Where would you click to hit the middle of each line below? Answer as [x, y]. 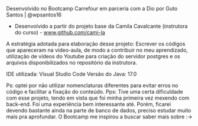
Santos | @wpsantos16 [34, 15]
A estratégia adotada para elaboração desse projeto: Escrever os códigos [96, 44]
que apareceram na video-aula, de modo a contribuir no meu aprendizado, [97, 50]
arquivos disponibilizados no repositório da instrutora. [72, 62]
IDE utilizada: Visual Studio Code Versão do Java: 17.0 [72, 74]
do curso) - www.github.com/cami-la [60, 32]
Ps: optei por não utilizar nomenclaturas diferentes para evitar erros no [92, 85]
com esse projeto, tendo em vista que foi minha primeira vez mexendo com [98, 98]
